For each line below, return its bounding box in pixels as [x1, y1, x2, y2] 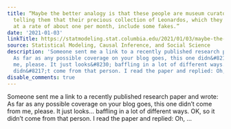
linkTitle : [7, 36, 38, 43]
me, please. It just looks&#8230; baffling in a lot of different [13, 61, 208, 68]
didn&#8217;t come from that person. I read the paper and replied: [13, 67, 214, 74]
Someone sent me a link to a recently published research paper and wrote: [7, 93, 219, 101]
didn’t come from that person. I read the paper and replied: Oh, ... [7, 115, 192, 123]
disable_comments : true [7, 73, 76, 81]
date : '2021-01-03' [7, 29, 63, 36]
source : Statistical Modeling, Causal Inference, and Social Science [7, 42, 211, 49]
